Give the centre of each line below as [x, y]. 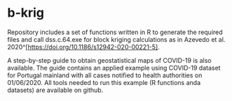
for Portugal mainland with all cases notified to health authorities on [105, 75]
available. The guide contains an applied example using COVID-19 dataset [114, 68]
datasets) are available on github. [55, 90]
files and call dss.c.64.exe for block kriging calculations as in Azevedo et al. [116, 39]
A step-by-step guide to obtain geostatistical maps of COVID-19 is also [109, 60]
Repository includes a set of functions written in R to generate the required [115, 32]
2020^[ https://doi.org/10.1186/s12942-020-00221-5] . [83, 47]
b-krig [26, 13]
